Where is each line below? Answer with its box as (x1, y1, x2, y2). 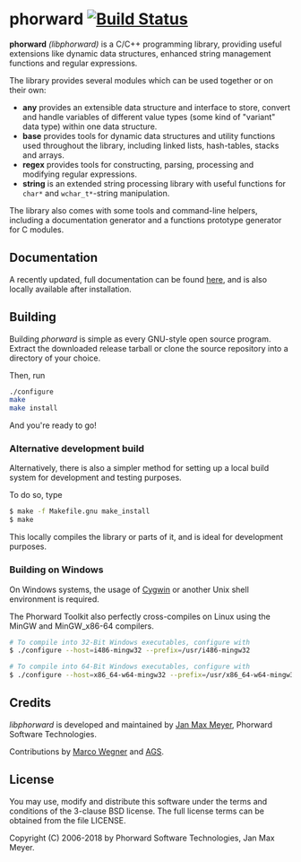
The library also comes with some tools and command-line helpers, (9, 205, 258, 215)
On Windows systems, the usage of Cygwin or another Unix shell (9, 584, 249, 595)
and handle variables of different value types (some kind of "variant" (21, 111, 276, 122)
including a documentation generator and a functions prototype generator (9, 214, 282, 225)
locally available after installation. (9, 283, 132, 294)
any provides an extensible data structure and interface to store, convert (21, 101, 291, 112)
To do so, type (9, 490, 63, 501)
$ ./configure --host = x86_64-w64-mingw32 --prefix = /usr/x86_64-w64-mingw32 (9, 671, 298, 680)
